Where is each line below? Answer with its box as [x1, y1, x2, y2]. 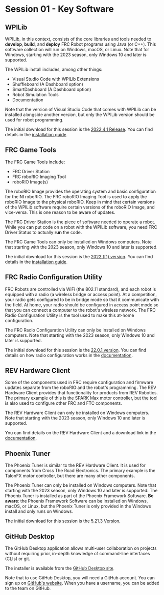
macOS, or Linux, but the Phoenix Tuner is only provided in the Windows [5, 503, 151, 509]
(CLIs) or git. [5, 556, 30, 562]
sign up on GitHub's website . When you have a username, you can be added [5, 580, 160, 586]
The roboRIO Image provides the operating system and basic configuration [5, 188, 156, 194]
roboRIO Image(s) [12, 178, 48, 185]
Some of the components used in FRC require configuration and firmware [5, 380, 153, 386]
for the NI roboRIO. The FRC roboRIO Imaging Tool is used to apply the [5, 193, 147, 200]
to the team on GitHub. [5, 585, 51, 591]
